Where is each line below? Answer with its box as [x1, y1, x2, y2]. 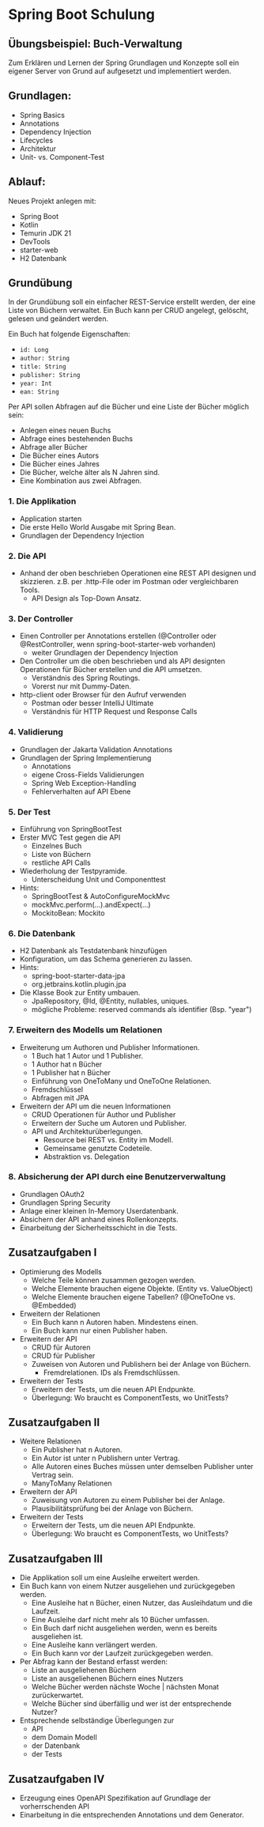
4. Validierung [8, 727, 63, 738]
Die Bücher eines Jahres [19, 459, 100, 469]
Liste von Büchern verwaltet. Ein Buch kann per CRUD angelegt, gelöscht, [8, 306, 249, 315]
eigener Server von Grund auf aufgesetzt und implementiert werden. [8, 66, 232, 76]
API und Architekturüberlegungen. [31, 1127, 143, 1136]
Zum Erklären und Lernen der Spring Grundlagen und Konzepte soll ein [8, 58, 239, 67]
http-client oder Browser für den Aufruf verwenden [19, 690, 187, 700]
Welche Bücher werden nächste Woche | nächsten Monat [31, 1682, 220, 1692]
